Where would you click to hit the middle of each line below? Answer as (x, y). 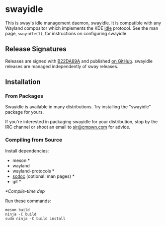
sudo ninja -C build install (35, 219)
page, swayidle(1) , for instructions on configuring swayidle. (66, 33)
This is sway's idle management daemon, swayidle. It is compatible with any (83, 23)
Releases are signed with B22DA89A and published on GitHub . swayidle (79, 61)
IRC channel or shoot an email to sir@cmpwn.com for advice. (68, 127)
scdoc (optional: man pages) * (43, 176)
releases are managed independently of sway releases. (62, 66)
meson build (17, 210)
